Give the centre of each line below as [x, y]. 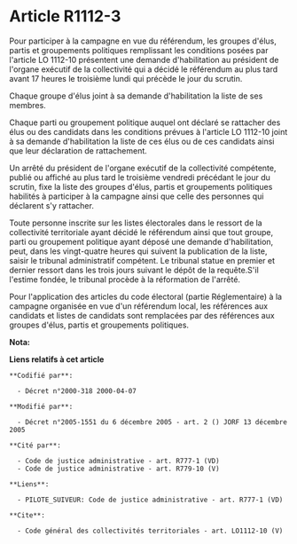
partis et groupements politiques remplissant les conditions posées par [139, 50]
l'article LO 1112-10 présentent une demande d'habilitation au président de [144, 59]
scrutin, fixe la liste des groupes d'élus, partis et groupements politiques [141, 186]
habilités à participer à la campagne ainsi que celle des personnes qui [137, 196]
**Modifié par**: [41, 406]
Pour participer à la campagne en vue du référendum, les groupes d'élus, [143, 41]
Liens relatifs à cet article [57, 359]
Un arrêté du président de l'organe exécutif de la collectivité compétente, [143, 168]
